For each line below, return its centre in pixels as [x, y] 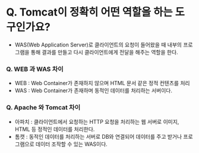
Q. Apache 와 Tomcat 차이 [43, 108]
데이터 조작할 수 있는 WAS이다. [72, 144]
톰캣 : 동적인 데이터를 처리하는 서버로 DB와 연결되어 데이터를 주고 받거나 [98, 136]
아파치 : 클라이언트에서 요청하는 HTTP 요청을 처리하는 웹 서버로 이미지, [97, 121]
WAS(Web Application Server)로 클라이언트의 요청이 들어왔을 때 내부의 [98, 45]
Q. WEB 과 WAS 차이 [35, 69]
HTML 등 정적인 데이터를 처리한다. [55, 129]
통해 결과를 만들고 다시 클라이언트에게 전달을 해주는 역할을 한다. [104, 52]
